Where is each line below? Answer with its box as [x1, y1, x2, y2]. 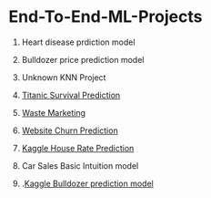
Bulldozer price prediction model [21, 54, 145, 65]
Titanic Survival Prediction [21, 89, 121, 100]
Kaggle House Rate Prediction [21, 142, 135, 153]
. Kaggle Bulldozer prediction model [21, 178, 154, 189]
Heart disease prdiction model [21, 36, 136, 47]
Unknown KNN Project [21, 71, 106, 83]
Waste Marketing [21, 107, 86, 118]
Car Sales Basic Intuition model [21, 160, 139, 171]
